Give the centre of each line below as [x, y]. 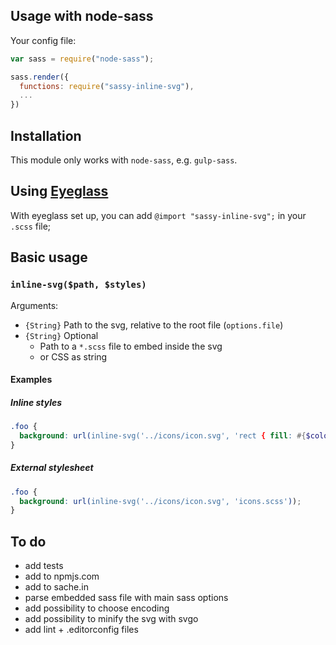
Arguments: [34, 305]
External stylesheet [52, 468]
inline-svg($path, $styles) [78, 285]
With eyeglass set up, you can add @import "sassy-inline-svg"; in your [158, 215]
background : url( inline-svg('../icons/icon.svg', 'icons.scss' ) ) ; [160, 501]
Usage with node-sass [82, 16]
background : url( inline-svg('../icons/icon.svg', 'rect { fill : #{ [163, 435]
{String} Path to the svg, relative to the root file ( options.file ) [154, 325]
